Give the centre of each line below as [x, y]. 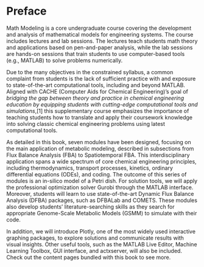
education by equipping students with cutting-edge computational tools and [102, 104]
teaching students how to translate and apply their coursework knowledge [100, 117]
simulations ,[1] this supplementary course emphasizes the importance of [98, 111]
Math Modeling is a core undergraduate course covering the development [99, 28]
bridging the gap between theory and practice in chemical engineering [95, 98]
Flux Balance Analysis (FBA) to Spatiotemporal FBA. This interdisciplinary [98, 155]
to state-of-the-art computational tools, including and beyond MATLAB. [96, 85]
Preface [26, 11]
